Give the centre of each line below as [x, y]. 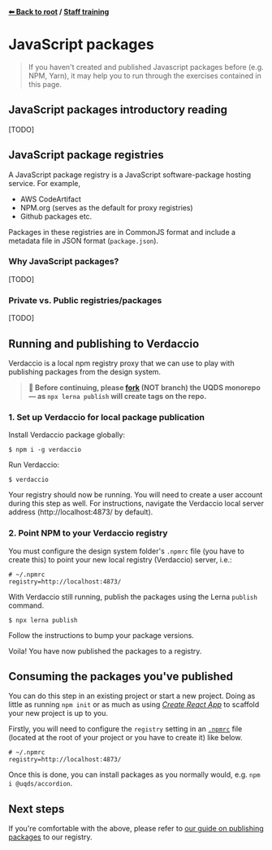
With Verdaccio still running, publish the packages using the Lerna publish [133, 596]
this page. [45, 84]
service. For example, [45, 183]
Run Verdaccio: [34, 465]
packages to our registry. [50, 837]
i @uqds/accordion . [41, 783]
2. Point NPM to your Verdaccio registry [88, 533]
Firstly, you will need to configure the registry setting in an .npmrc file [125, 729]
